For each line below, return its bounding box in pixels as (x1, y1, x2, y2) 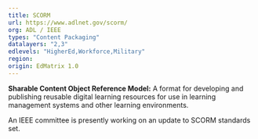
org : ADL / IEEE (8, 26, 61, 34)
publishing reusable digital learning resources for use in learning (8, 91, 216, 102)
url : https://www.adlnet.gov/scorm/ (8, 19, 128, 27)
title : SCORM (8, 11, 51, 20)
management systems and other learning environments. (8, 100, 189, 109)
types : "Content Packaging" (8, 33, 100, 41)
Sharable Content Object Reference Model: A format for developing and (8, 84, 244, 93)
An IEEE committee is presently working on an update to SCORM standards (8, 115, 251, 125)
